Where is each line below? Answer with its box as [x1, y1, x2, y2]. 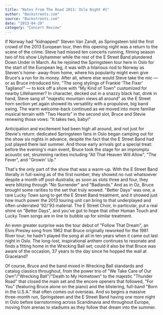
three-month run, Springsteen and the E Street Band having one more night [5, 294, 155, 300]
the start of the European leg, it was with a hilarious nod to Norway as [5, 64, 145, 71]
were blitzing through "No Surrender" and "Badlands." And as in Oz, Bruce [5, 182, 154, 188]
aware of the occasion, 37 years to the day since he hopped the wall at [5, 248, 147, 254]
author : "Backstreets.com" [5, 12, 60, 17]
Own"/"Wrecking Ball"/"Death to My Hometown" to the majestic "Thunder [5, 274, 153, 279]
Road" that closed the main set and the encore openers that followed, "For [5, 278, 154, 284]
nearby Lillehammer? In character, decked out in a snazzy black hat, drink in [5, 91, 157, 97]
